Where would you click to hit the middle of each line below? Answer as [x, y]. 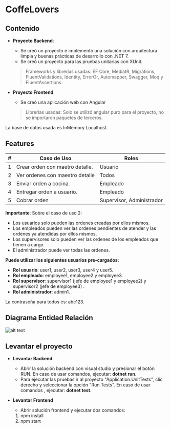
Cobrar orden [32, 200]
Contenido [23, 28]
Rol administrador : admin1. [41, 291]
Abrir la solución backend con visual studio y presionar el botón [88, 368]
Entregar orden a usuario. [47, 192]
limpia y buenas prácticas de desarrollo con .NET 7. [74, 56]
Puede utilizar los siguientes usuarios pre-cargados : [62, 260]
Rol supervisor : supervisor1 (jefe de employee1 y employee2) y [80, 281]
